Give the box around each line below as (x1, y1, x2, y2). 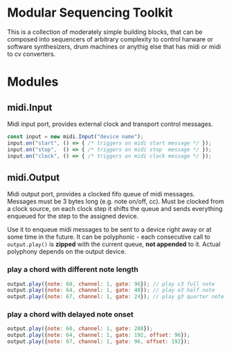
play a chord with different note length (7, 265, 138, 275)
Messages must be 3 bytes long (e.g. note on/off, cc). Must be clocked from (7, 197, 225, 205)
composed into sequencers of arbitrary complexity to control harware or (7, 35, 214, 43)
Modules (7, 74, 59, 90)
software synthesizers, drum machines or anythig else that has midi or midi (7, 42, 221, 50)
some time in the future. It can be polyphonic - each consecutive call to (7, 233, 211, 241)
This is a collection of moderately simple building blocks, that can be (7, 28, 203, 36)
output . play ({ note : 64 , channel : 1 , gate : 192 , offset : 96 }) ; (7, 332, 190, 339)
